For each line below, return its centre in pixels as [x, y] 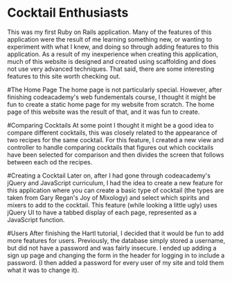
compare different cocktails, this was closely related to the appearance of [112, 133]
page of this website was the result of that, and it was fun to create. [104, 112]
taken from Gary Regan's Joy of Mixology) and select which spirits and [108, 197]
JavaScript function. [36, 219]
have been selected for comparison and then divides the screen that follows [116, 155]
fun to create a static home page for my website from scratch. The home [111, 104]
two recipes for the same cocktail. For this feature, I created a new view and [115, 139]
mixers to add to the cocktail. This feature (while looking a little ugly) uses [112, 205]
